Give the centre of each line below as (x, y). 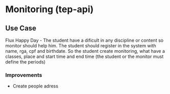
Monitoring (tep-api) (50, 9)
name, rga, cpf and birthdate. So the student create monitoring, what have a (85, 51)
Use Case (21, 28)
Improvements (24, 75)
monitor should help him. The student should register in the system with (81, 46)
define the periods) (26, 62)
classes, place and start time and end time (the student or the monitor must (84, 56)
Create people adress (35, 86)
